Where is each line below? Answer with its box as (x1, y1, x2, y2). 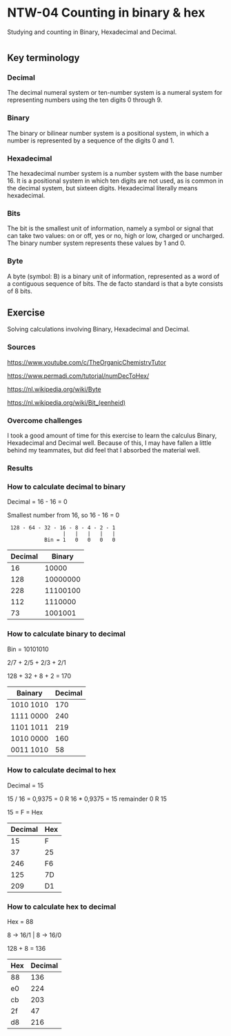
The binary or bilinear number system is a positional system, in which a (7, 129, 209, 137)
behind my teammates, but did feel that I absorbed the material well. (7, 446, 201, 455)
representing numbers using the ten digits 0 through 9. (7, 96, 163, 104)
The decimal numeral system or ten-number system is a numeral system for (7, 89, 223, 97)
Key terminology (7, 52, 81, 64)
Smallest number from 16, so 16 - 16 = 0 (7, 511, 120, 520)
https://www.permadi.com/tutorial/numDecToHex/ (7, 372, 150, 380)
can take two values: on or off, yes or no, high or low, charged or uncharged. (7, 232, 225, 240)
